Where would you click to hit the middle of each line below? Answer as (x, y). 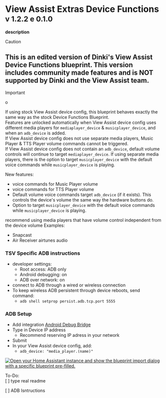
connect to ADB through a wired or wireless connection (69, 285)
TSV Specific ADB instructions (43, 253)
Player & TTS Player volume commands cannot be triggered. (67, 143)
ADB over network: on (42, 280)
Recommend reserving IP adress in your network (70, 335)
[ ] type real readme (26, 381)
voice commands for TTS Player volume (53, 189)
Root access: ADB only (43, 269)
